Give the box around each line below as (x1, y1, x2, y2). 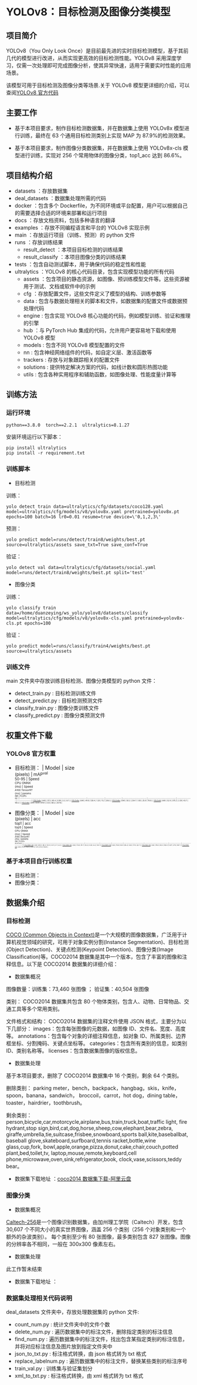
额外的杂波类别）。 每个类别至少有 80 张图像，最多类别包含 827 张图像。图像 (6, 1233, 191, 1240)
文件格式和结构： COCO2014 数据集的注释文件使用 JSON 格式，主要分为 (6, 1018, 182, 1025)
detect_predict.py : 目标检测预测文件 (14, 697, 103, 704)
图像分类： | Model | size (14, 810, 75, 817)
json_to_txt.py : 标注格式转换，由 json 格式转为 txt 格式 (14, 1350, 147, 1357)
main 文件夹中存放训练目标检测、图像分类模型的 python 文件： (6, 677, 157, 684)
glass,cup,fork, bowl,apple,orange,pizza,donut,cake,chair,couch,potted (6, 1143, 179, 1151)
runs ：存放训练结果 (14, 238, 63, 245)
